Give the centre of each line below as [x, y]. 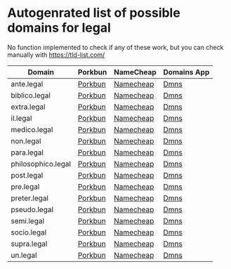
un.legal [24, 255]
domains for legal [59, 28]
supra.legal [29, 244]
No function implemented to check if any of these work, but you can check [115, 47]
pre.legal [25, 186]
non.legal [26, 140]
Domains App [186, 72]
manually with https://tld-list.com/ [56, 55]
